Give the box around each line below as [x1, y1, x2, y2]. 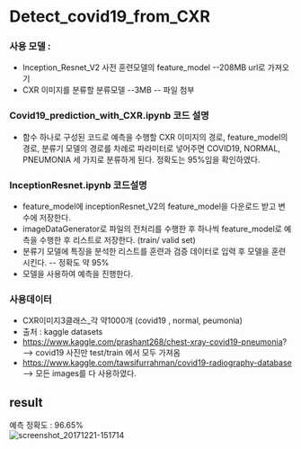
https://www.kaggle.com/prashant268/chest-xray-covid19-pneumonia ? [22, 337, 288, 347]
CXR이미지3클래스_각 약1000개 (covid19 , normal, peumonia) [22, 315, 243, 326]
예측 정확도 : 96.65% [9, 420, 84, 431]
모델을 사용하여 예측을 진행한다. [22, 268, 133, 280]
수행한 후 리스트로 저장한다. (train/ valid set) [39, 235, 196, 246]
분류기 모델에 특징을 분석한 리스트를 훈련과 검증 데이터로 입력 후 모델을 [22, 246, 270, 257]
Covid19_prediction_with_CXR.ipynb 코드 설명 [9, 110, 209, 122]
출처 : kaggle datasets [22, 327, 103, 337]
